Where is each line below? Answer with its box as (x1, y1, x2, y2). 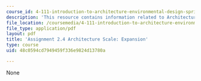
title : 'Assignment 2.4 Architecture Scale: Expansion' (6, 36, 148, 42)
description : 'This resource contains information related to (6, 14, 165, 20)
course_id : (6, 8, 33, 15)
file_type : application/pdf (6, 25, 77, 32)
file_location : (6, 20, 44, 26)
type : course (6, 42, 39, 48)
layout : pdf (6, 31, 36, 37)
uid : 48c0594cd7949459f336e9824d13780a (6, 48, 106, 54)
